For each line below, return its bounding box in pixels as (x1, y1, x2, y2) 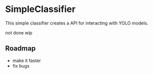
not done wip (5, 29, 33, 35)
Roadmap (5, 44, 36, 53)
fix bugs (12, 62, 30, 68)
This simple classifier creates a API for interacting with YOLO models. (5, 20, 149, 26)
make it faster (12, 57, 41, 63)
